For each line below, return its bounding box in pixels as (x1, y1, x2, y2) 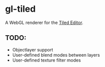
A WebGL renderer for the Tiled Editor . (5, 20, 83, 25)
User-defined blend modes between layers (12, 52, 100, 58)
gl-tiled (5, 3, 36, 15)
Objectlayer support (12, 46, 53, 52)
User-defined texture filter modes (12, 57, 81, 63)
